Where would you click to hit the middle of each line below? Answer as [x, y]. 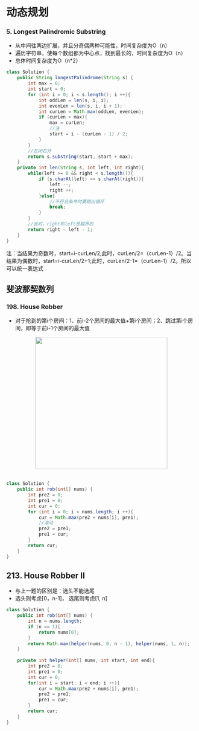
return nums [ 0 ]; [59, 632]
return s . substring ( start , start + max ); [81, 157]
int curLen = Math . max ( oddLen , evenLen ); [91, 112]
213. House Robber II [46, 575]
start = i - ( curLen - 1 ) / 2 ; [89, 134]
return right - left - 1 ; [61, 229]
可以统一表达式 [25, 268]
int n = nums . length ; [55, 621]
